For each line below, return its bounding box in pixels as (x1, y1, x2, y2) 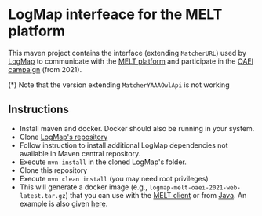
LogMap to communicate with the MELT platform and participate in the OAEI (8, 57, 254, 66)
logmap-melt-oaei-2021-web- (148, 183, 241, 192)
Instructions (8, 103, 69, 116)
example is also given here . (19, 199, 108, 208)
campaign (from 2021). (8, 64, 82, 74)
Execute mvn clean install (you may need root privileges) (19, 174, 209, 183)
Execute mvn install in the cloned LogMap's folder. (19, 157, 187, 167)
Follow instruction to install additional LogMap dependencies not (19, 140, 229, 150)
